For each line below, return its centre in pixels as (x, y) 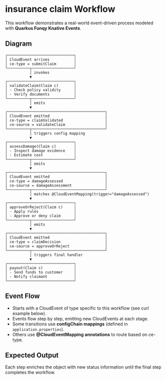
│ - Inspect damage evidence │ (41, 151)
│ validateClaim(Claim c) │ (41, 85)
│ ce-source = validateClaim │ (56, 125)
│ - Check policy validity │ (41, 90)
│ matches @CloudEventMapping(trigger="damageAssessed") (89, 194)
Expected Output (32, 355)
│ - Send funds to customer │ (41, 272)
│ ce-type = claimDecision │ (56, 242)
